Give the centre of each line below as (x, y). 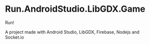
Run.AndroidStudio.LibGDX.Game (75, 9)
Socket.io (15, 37)
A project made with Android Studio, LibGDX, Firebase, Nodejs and (72, 32)
